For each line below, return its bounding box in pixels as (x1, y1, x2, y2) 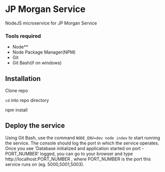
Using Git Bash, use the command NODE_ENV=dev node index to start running (5, 134, 161, 140)
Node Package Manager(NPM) (12, 49, 76, 55)
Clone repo (5, 87, 28, 93)
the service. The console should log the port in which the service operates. (5, 140, 160, 146)
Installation (5, 74, 41, 83)
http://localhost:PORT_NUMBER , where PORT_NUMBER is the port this (5, 156, 151, 162)
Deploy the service (5, 121, 65, 130)
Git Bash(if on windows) (12, 60, 62, 66)
